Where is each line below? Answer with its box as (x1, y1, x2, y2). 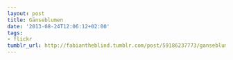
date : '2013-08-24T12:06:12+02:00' (7, 23, 110, 30)
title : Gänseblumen (7, 17, 64, 23)
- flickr (7, 36, 33, 43)
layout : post (7, 10, 45, 17)
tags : (7, 29, 23, 37)
